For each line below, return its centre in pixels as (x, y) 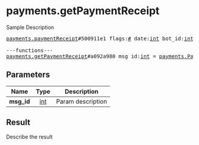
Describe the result (30, 137)
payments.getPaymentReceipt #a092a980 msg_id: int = (81, 56)
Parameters (28, 75)
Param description (82, 101)
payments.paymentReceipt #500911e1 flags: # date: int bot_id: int (100, 38)
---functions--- (30, 50)
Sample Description (30, 27)
